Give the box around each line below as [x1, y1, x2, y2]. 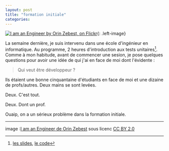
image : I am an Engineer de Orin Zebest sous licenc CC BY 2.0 [5, 126, 135, 132]
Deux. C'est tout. [5, 92, 40, 98]
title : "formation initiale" [5, 12, 66, 17]
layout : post [5, 7, 33, 13]
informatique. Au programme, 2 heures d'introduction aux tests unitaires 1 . [5, 46, 157, 53]
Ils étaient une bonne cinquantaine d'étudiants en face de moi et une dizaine [5, 77, 163, 83]
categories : [5, 17, 30, 22]
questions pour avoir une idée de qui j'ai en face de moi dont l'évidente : [5, 57, 155, 63]
